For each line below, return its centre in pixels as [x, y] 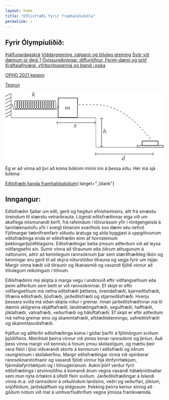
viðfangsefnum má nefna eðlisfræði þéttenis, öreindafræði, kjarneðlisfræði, [83, 291]
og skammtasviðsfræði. [29, 323]
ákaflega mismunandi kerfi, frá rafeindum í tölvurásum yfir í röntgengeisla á [83, 222]
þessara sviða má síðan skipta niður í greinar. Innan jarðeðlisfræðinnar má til [84, 302]
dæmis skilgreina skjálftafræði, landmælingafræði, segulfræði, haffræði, [79, 307]
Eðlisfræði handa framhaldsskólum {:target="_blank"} [60, 183]
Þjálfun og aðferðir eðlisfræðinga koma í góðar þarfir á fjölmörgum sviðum [82, 333]
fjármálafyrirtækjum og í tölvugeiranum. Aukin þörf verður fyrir [70, 365]
